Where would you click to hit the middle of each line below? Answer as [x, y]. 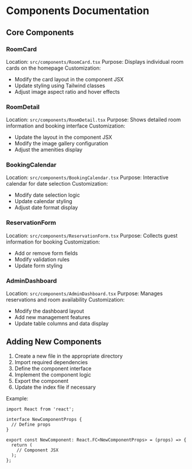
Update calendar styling [43, 201]
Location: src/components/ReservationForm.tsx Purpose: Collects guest [92, 235]
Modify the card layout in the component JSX [69, 79]
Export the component [41, 381]
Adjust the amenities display [48, 150]
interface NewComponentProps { [44, 419]
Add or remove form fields [46, 253]
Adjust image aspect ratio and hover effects [67, 91]
